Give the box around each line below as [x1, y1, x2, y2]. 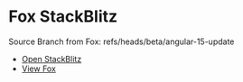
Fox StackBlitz [8, 6, 118, 27]
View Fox [21, 63, 56, 74]
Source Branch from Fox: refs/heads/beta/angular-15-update [8, 36, 235, 47]
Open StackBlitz [21, 53, 82, 64]
